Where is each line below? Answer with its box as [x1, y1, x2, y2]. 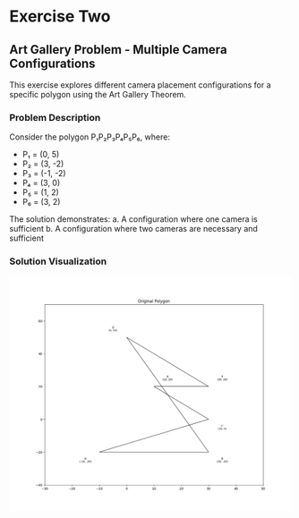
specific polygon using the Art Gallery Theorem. [9, 89, 186, 99]
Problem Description [9, 111, 101, 123]
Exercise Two [9, 6, 111, 27]
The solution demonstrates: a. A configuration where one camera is [9, 214, 258, 225]
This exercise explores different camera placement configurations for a [9, 80, 271, 90]
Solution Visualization [9, 255, 107, 267]
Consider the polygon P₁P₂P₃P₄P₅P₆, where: [9, 132, 170, 142]
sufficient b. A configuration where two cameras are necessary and [9, 224, 258, 234]
